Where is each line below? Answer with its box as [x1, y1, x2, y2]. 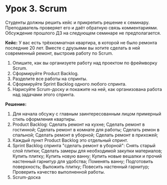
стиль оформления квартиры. [12, 116, 76, 122]
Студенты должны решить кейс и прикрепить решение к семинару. [5, 19, 150, 25]
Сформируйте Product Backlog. [12, 70, 79, 76]
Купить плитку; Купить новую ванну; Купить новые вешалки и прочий [12, 153, 162, 159]
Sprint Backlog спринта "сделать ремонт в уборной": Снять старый [12, 142, 156, 148]
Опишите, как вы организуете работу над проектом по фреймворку [12, 60, 158, 66]
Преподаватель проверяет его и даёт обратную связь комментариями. [5, 24, 158, 30]
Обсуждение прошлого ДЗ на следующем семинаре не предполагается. [5, 30, 161, 36]
